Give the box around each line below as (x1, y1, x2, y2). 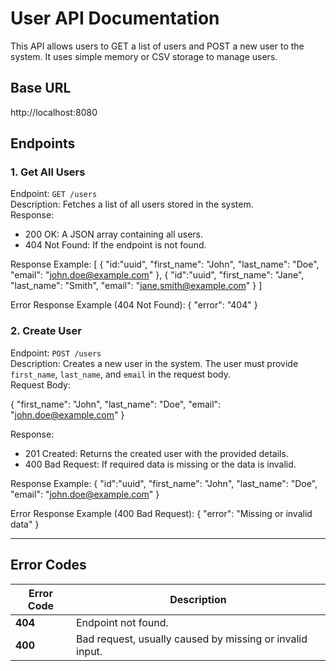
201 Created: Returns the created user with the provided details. (24, 447, 289, 459)
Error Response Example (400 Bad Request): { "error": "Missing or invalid (10, 507, 313, 519)
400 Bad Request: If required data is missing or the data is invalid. (24, 458, 297, 470)
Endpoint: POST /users (10, 347, 102, 359)
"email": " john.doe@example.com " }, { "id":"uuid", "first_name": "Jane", (10, 269, 305, 281)
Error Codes (10, 557, 87, 574)
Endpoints (10, 135, 76, 152)
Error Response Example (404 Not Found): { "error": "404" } (10, 299, 258, 311)
